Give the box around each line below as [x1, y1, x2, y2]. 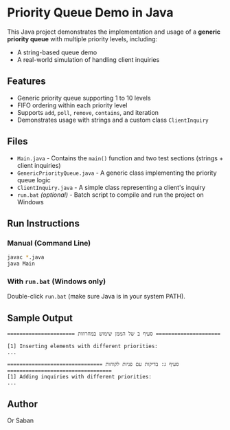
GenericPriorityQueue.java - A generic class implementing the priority [16, 169, 218, 177]
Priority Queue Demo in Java [7, 5, 174, 21]
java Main [7, 260, 36, 268]
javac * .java [7, 254, 45, 261]
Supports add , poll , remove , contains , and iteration [16, 108, 159, 116]
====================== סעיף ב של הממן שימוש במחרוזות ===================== [7, 330, 221, 338]
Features [7, 76, 46, 87]
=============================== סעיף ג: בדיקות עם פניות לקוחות [7, 361, 179, 368]
